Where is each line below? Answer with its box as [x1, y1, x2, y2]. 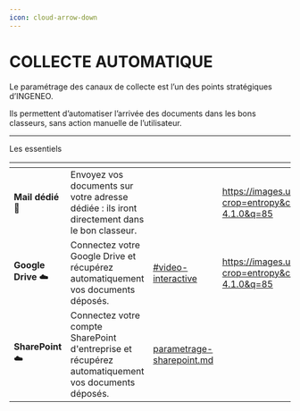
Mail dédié [13, 190, 60, 203]
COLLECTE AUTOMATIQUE [9, 51, 213, 71]
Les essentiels [9, 143, 62, 154]
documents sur [70, 180, 134, 192]
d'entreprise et [70, 342, 132, 355]
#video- [153, 261, 188, 273]
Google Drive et [70, 249, 137, 262]
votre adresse [70, 190, 129, 203]
